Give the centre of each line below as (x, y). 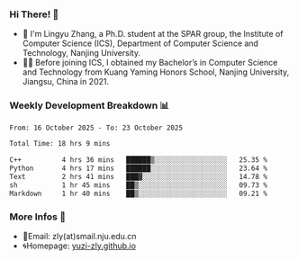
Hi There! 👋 (34, 14)
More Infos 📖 (37, 217)
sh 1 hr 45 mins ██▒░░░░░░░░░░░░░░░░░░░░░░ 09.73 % (139, 185)
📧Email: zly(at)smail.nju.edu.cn (79, 237)
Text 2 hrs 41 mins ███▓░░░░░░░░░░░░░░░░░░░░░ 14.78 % (139, 177)
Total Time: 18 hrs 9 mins (60, 144)
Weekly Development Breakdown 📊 (89, 105)
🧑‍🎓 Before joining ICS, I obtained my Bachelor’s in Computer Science (150, 63)
